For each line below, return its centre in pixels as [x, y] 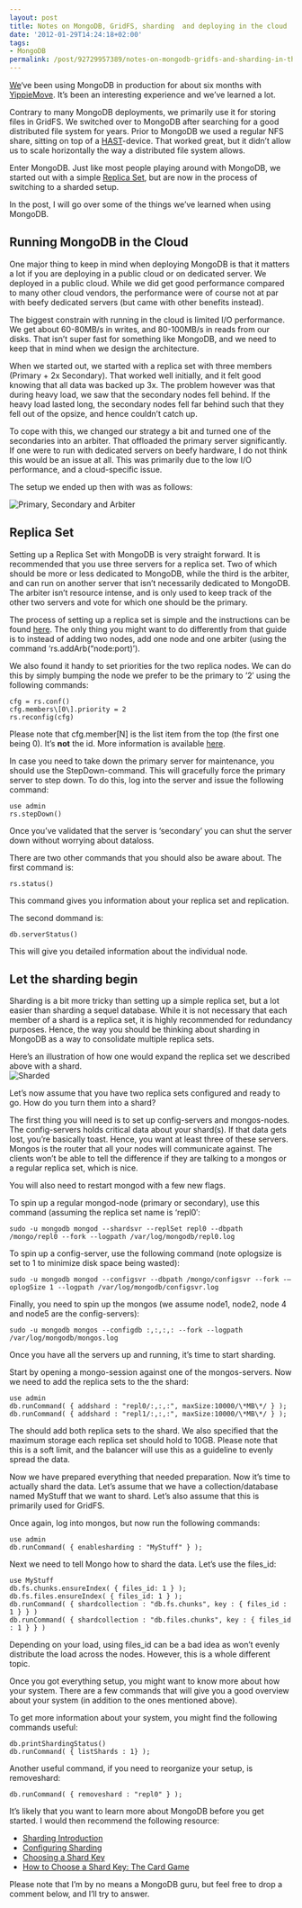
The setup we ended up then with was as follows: [101, 486]
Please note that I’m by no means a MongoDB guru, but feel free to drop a [146, 1885]
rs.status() [31, 883]
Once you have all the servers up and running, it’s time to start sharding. [142, 1355]
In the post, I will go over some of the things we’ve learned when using [140, 204]
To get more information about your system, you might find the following [143, 1718]
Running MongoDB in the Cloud [99, 243]
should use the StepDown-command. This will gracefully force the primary [147, 770]
